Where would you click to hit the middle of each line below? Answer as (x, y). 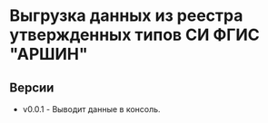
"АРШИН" (49, 54)
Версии (32, 87)
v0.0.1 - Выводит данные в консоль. (91, 109)
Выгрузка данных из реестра (126, 16)
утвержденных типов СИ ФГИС (135, 35)
